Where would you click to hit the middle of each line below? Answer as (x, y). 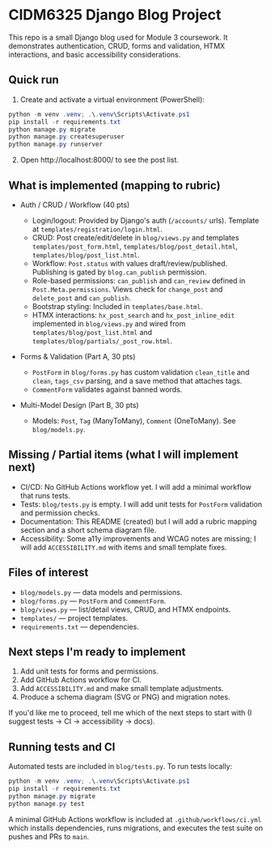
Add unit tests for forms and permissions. (89, 671)
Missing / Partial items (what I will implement (123, 455)
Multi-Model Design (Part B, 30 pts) (79, 405)
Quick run (34, 80)
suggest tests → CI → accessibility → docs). (82, 721)
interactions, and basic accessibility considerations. (95, 54)
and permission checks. (60, 512)
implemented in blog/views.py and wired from (109, 323)
